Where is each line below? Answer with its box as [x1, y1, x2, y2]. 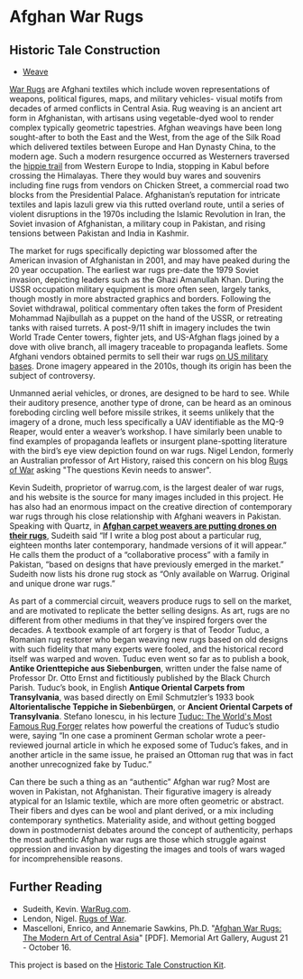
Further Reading [9, 880, 103, 895]
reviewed [9, 739, 44, 750]
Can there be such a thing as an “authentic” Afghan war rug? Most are [9, 777, 271, 787]
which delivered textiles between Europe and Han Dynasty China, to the [9, 142, 277, 152]
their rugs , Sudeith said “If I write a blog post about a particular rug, [9, 531, 262, 541]
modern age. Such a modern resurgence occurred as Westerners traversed [9, 151, 290, 162]
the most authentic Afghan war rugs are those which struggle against [9, 834, 267, 844]
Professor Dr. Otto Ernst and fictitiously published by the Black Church [9, 673, 271, 683]
